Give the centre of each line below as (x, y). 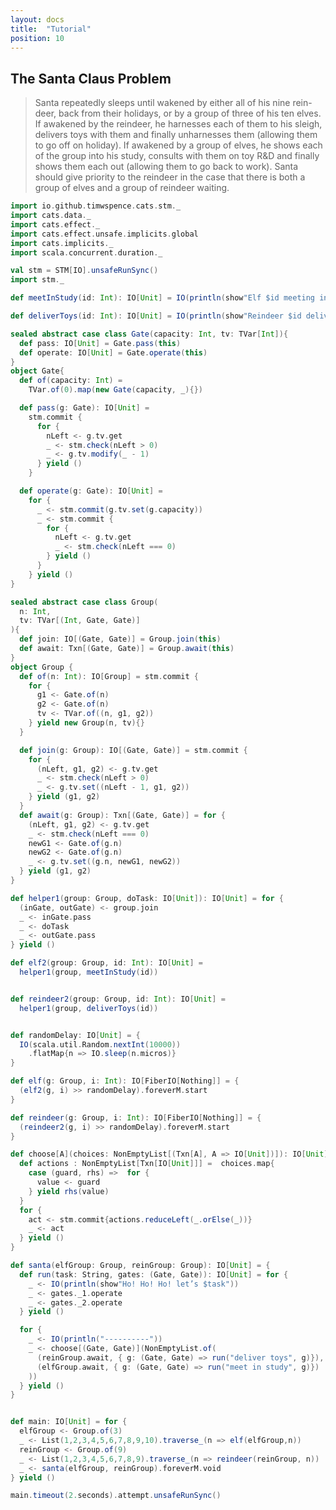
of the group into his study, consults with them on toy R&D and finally (177, 156)
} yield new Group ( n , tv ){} (86, 723)
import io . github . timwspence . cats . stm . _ (96, 206)
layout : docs (37, 19)
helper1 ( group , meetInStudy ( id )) (89, 972)
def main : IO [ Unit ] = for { (69, 1422)
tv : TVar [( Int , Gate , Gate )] (80, 621)
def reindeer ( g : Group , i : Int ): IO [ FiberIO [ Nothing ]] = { (136, 1117)
